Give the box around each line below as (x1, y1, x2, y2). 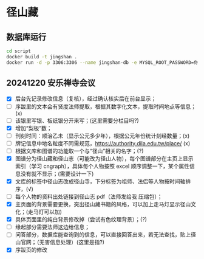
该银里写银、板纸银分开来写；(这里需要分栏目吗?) (15, 117, 140, 124)
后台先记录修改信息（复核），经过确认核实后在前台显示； (15, 95, 157, 102)
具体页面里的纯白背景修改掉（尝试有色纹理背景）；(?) (15, 216, 148, 223)
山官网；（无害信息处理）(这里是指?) (15, 238, 105, 246)
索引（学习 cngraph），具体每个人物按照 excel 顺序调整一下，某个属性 (15, 162, 190, 170)
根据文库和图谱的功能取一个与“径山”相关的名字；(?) (15, 147, 144, 154)
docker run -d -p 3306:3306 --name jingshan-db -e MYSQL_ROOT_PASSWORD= (6, 59, 194, 66)
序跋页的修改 (15, 246, 47, 254)
